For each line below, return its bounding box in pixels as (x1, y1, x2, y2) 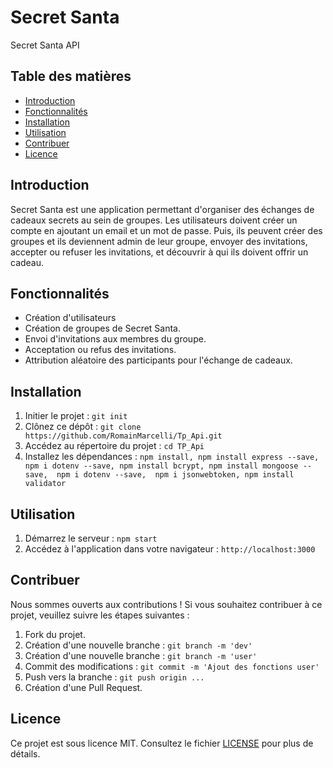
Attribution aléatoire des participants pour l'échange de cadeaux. (24, 354, 293, 366)
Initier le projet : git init (24, 410, 128, 422)
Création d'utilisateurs (24, 312, 117, 324)
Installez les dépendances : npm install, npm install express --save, (24, 451, 320, 463)
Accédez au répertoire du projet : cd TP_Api (24, 440, 205, 452)
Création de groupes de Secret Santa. (24, 322, 182, 335)
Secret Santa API (10, 39, 80, 51)
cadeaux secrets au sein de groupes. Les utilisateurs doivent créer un (10, 214, 298, 226)
